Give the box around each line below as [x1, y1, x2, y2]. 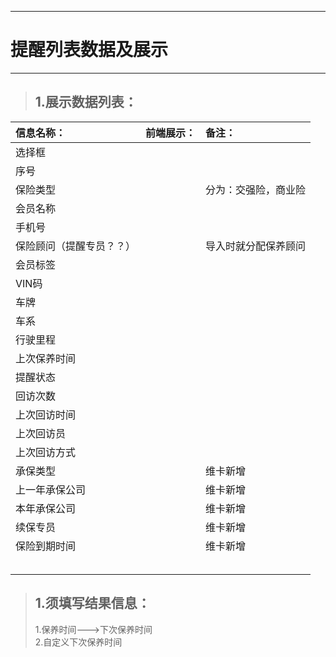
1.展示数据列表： [34, 94, 138, 111]
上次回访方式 [15, 445, 77, 459]
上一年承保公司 [15, 482, 87, 496]
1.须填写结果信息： [34, 595, 151, 612]
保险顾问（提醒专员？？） [15, 239, 137, 253]
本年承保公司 [15, 501, 77, 515]
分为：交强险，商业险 [205, 182, 307, 196]
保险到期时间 [15, 539, 77, 553]
